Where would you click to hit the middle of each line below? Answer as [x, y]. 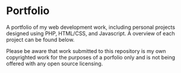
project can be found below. [40, 39]
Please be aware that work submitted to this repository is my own [86, 51]
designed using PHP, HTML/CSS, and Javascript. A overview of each [90, 33]
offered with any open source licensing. [55, 64]
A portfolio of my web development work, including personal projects [91, 27]
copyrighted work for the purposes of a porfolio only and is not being [91, 57]
